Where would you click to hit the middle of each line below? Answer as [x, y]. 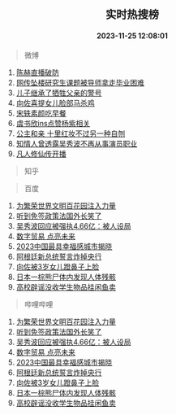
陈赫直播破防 [37, 72]
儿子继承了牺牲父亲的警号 [59, 93]
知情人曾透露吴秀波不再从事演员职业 [77, 143]
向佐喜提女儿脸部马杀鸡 [55, 103]
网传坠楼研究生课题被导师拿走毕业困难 [80, 82]
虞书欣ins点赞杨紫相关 [53, 123]
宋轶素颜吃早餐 [41, 113]
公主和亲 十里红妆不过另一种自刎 [71, 133]
